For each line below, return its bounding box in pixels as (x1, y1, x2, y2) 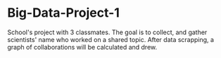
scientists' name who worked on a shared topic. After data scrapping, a (7, 35, 215, 43)
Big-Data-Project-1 (7, 5, 120, 21)
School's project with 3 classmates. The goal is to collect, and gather (7, 28, 208, 36)
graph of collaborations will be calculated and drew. (7, 43, 158, 51)
